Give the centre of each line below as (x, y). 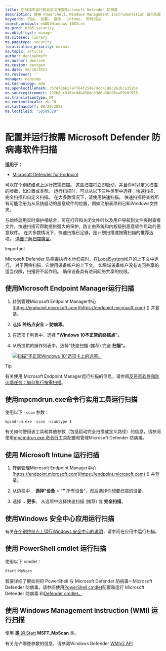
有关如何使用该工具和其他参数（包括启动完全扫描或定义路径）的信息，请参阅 (83, 432)
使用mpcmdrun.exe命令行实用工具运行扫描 (71, 399)
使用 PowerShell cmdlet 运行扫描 (56, 548)
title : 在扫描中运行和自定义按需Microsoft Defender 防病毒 (62, 10)
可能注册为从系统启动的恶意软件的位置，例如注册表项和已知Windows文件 (84, 203)
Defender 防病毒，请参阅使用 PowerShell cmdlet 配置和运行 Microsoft (75, 587)
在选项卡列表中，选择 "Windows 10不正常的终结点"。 (67, 335)
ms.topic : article (24, 51)
